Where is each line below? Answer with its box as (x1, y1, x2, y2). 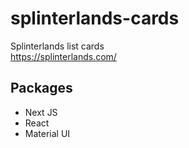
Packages (10, 80, 73, 97)
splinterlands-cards (10, 7, 180, 30)
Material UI (24, 127, 71, 139)
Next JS (24, 106, 58, 118)
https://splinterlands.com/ (10, 50, 117, 62)
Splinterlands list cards (10, 40, 105, 52)
